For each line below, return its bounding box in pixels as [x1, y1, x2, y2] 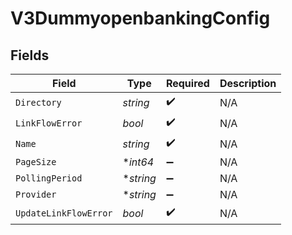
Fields [10, 47, 50, 64]
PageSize [15, 157, 57, 167]
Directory [15, 97, 62, 108]
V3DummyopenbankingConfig [10, 7, 271, 30]
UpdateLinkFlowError [15, 207, 113, 219]
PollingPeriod [15, 173, 83, 184]
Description [219, 77, 277, 90]
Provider [15, 189, 57, 200]
